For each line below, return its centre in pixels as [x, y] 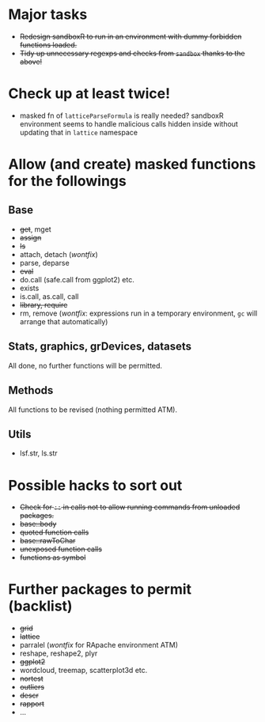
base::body [38, 524]
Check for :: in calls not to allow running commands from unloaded [130, 507]
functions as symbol [53, 558]
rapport [32, 704]
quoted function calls [54, 532]
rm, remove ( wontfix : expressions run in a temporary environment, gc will [138, 313]
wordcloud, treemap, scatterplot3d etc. [83, 671]
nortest [31, 679]
